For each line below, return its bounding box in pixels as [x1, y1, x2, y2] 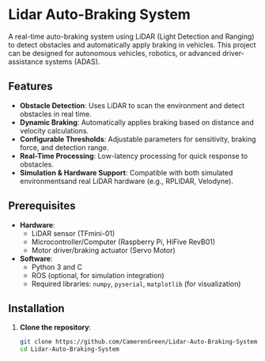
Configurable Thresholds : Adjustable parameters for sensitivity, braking [19, 134, 256, 144]
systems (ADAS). [44, 57, 100, 66]
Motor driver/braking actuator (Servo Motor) [31, 245, 176, 254]
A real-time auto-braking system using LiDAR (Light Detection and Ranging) [8, 32, 255, 41]
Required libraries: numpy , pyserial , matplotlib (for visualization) [31, 279, 241, 288]
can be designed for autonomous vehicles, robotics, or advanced [8, 48, 221, 58]
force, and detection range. [19, 142, 109, 152]
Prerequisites [8, 199, 76, 212]
